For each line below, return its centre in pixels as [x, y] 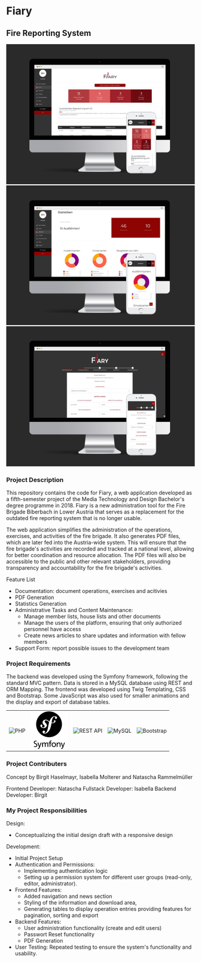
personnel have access [52, 629]
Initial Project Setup [39, 858]
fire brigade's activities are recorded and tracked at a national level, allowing [100, 549]
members [36, 641]
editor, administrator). [51, 883]
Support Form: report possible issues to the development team [92, 648]
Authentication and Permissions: [55, 864]
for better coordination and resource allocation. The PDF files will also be [96, 555]
